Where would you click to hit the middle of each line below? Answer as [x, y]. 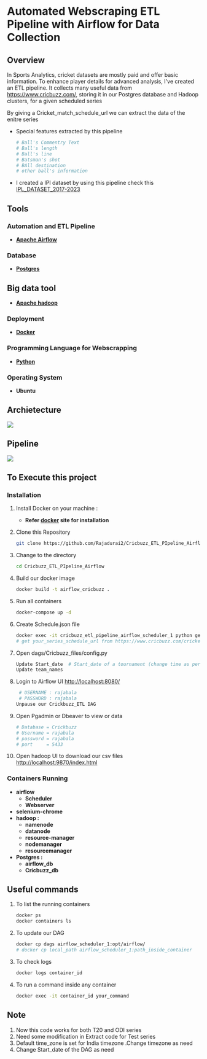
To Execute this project [52, 477]
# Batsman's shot [38, 160]
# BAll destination [41, 165]
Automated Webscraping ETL [84, 11]
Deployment [26, 319]
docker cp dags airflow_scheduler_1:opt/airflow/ [81, 944]
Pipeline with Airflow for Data [84, 24]
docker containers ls [43, 921]
